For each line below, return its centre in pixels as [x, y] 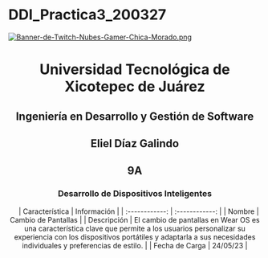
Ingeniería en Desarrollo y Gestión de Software [135, 116]
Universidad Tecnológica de [135, 70]
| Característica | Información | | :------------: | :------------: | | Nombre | [139, 211]
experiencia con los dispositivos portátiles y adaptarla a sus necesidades [135, 237]
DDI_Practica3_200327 [87, 15]
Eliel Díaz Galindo [135, 143]
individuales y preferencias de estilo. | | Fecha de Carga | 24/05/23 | [135, 245]
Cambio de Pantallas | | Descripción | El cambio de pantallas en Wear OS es [135, 219]
